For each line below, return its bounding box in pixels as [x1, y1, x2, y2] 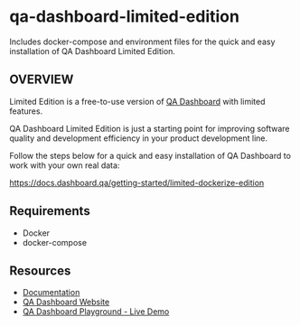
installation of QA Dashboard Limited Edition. [9, 45, 176, 56]
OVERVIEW [9, 72, 74, 88]
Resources [9, 263, 71, 278]
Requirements [9, 203, 90, 219]
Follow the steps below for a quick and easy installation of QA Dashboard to [9, 150, 292, 161]
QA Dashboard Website [22, 296, 110, 308]
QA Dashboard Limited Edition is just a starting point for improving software [9, 123, 290, 134]
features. [9, 106, 43, 116]
